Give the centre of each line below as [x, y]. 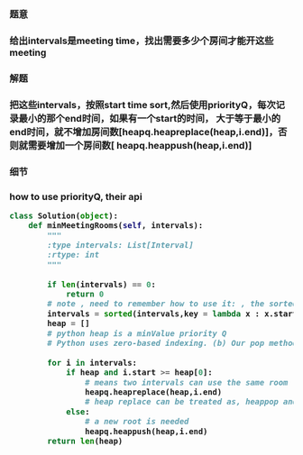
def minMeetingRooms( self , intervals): [116, 226]
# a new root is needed [137, 422]
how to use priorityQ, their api [76, 196]
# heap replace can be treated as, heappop [182, 402]
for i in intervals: [92, 363]
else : [78, 411]
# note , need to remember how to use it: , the [156, 304]
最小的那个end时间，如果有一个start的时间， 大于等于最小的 [150, 118]
